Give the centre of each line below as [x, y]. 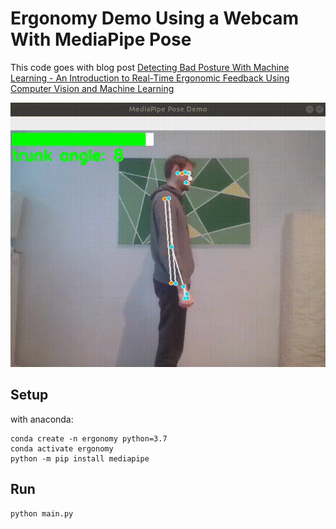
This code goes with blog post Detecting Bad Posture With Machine [150, 67]
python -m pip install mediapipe [80, 458]
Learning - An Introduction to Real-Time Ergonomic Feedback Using [150, 78]
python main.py [42, 513]
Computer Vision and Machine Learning [92, 88]
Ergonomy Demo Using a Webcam [154, 18]
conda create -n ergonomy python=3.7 [89, 438]
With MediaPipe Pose [101, 39]
